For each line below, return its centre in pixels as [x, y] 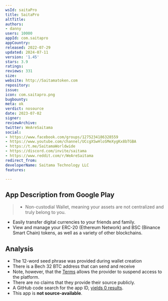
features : [16, 170]
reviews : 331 [19, 71]
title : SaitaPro [22, 15]
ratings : [14, 66]
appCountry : [18, 43]
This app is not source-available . [47, 293]
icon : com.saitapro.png [30, 95]
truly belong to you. [45, 212]
